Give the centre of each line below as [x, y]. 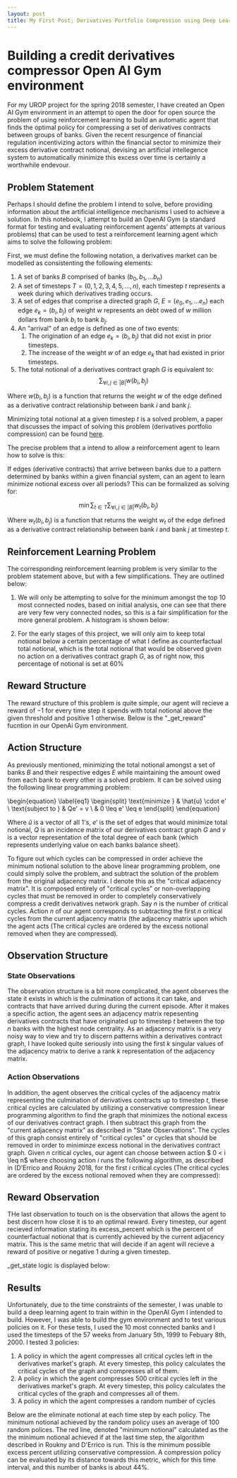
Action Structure [45, 747]
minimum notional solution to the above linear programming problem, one [114, 866]
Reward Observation [54, 1198]
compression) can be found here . [56, 434]
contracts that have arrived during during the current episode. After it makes [118, 1006]
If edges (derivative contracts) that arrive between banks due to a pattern [114, 469]
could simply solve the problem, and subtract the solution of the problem [113, 873]
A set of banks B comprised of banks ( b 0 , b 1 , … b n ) [90, 278]
